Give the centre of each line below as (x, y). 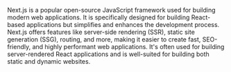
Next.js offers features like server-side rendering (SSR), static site (101, 32)
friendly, (19, 47)
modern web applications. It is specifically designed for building (99, 17)
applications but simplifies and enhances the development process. (123, 25)
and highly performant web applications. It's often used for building (128, 47)
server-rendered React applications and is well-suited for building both (108, 54)
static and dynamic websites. (49, 61)
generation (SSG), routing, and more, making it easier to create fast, (104, 39)
